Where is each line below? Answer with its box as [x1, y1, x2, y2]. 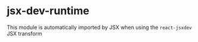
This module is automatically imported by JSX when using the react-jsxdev [7, 24, 192, 31]
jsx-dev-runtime [7, 4, 89, 18]
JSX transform [7, 30, 42, 37]
